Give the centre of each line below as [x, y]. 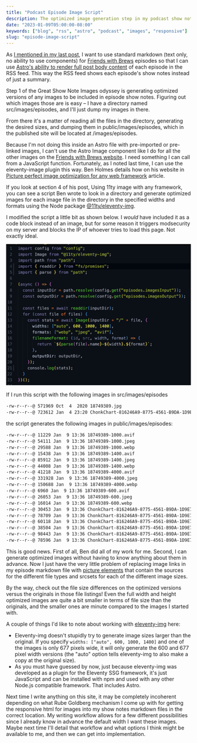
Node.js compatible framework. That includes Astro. [77, 685]
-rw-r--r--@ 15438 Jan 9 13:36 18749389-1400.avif [70, 454]
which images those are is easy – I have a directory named [77, 103]
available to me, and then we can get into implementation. [76, 734]
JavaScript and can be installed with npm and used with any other [94, 679]
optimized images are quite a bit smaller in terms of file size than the [89, 600]
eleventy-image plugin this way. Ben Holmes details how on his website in [95, 169]
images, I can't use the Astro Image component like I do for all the [101, 151]
